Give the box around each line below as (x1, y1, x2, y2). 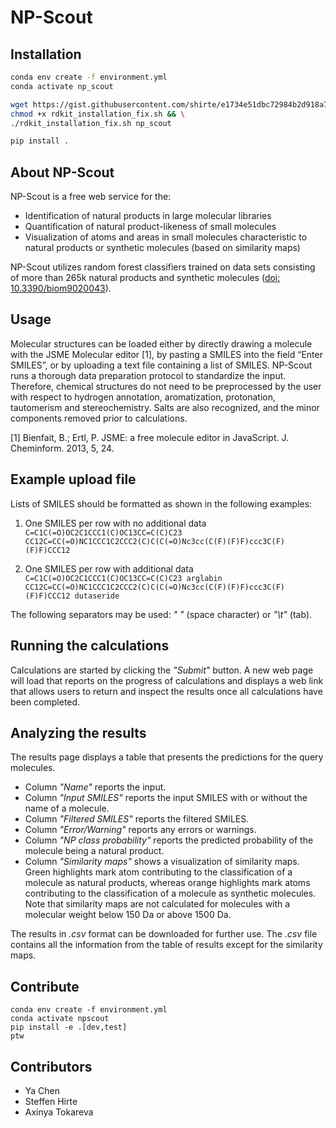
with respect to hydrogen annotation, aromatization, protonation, (10, 391, 277, 403)
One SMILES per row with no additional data (24, 517, 207, 529)
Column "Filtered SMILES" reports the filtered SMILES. (24, 813, 250, 825)
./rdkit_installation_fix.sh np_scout (10, 118, 172, 128)
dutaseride (74, 591, 120, 601)
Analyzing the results (10, 724, 147, 741)
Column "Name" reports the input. (24, 781, 167, 793)
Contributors (10, 1058, 93, 1075)
